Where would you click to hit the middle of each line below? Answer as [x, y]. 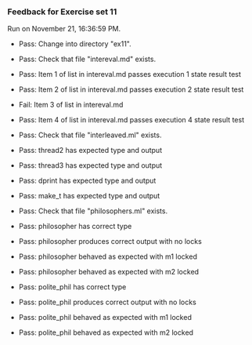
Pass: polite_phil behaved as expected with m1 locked [105, 318]
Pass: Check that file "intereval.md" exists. [87, 59]
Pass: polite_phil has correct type [72, 287]
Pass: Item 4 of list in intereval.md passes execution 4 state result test [131, 120]
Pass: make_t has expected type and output [89, 196]
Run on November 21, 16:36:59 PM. [64, 29]
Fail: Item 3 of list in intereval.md [71, 105]
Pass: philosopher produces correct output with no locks [110, 241]
